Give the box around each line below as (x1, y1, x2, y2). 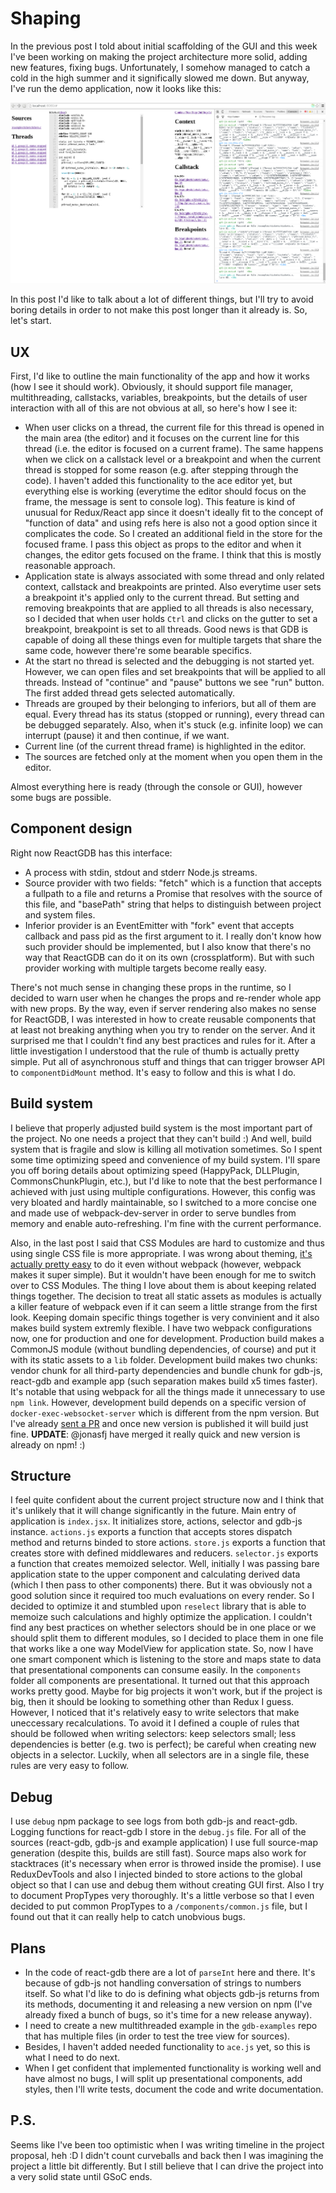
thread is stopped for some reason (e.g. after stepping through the (24, 463, 299, 476)
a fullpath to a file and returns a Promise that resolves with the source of (24, 887, 323, 899)
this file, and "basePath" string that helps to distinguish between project (24, 898, 322, 910)
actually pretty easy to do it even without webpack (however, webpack (10, 1258, 302, 1270)
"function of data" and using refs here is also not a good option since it (24, 517, 318, 529)
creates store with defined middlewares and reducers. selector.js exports (10, 1547, 319, 1559)
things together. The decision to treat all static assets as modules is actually (10, 1290, 322, 1302)
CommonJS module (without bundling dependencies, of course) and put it (10, 1343, 317, 1355)
